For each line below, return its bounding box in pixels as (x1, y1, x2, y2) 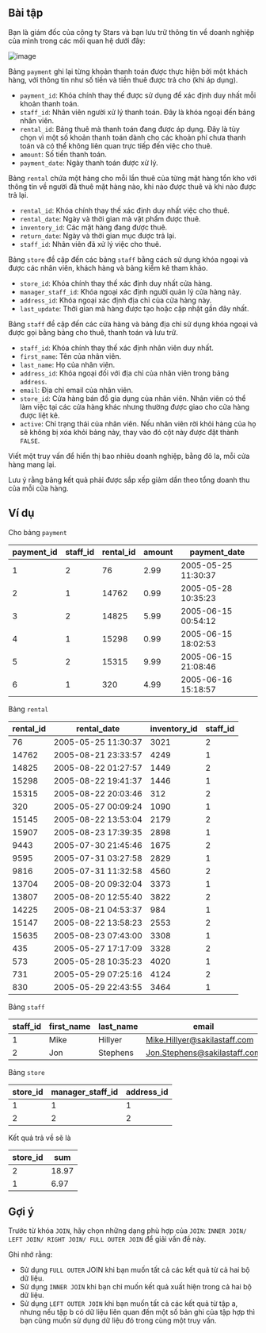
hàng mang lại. (8, 460, 57, 469)
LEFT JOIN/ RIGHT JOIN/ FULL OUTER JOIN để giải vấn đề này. (8, 1235, 207, 1244)
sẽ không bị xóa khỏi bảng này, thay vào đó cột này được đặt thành (19, 427, 239, 437)
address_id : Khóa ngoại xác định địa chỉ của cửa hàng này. (19, 295, 212, 305)
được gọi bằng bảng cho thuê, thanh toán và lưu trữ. (8, 327, 178, 337)
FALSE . (19, 436, 40, 445)
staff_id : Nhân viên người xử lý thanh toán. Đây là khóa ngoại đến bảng (19, 107, 256, 117)
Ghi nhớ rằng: (8, 1250, 53, 1259)
